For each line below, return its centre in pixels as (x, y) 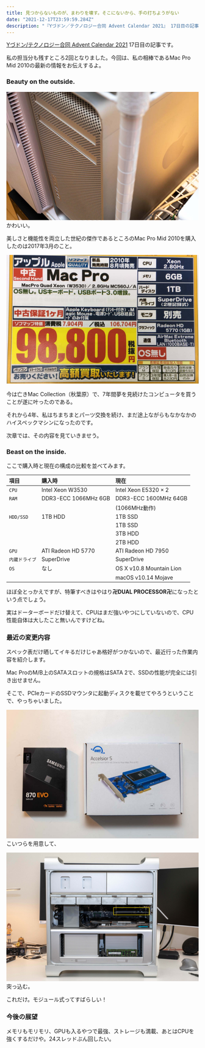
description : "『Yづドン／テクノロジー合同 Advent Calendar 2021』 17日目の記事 (103, 26)
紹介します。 (33, 660)
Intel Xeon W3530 (64, 490)
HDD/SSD (19, 517)
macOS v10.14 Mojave (144, 577)
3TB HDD (127, 533)
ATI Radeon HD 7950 (142, 551)
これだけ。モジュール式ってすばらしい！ (57, 999)
